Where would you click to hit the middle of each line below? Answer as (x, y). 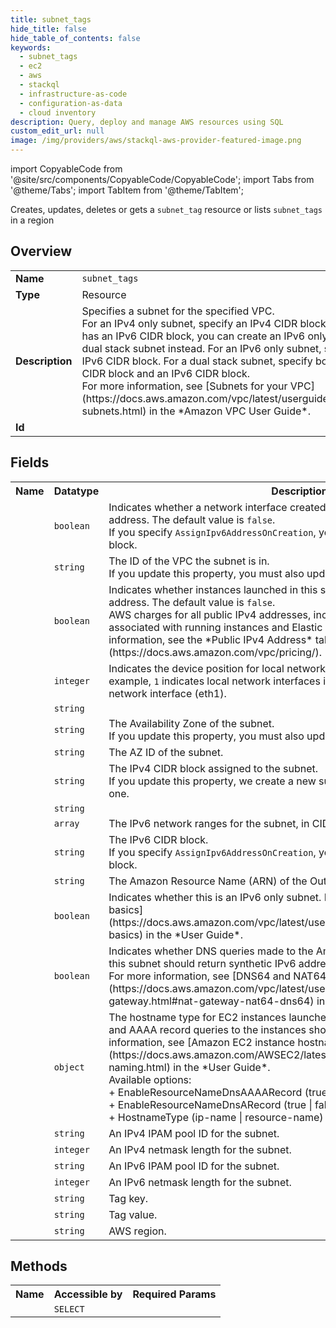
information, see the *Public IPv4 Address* (210, 639)
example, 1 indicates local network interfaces (214, 681)
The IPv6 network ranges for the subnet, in (209, 823)
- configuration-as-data (71, 103)
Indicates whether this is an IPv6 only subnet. (215, 897)
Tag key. (128, 1198)
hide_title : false (48, 29)
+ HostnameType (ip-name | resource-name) (216, 1117)
